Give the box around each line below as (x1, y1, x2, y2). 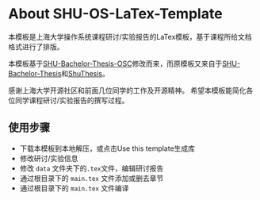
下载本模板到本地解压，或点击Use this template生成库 (19, 144, 196, 153)
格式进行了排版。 (8, 41, 64, 52)
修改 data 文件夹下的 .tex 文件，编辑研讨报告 (19, 163, 164, 173)
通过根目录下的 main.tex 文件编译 (19, 183, 129, 193)
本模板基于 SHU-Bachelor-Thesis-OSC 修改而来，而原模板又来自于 (8, 59, 223, 68)
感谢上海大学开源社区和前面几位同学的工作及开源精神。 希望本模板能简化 (8, 85, 247, 95)
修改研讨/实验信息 (19, 153, 78, 163)
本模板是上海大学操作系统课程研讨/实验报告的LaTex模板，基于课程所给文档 (8, 32, 252, 41)
